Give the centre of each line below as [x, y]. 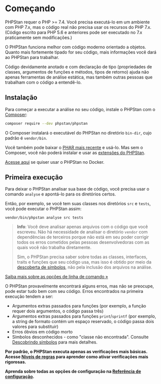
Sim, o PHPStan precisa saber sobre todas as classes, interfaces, [82, 257]
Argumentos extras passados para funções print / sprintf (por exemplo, [84, 316]
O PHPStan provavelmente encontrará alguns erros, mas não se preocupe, [80, 286]
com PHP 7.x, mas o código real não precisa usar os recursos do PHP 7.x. [78, 27]
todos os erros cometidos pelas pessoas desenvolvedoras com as [83, 242]
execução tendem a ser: [29, 297]
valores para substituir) [35, 326]
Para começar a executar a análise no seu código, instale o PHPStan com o [80, 109]
